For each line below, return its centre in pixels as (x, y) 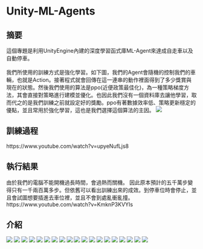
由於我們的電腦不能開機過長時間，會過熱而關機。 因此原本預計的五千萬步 (97, 182)
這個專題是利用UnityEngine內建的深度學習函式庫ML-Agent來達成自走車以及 (100, 51)
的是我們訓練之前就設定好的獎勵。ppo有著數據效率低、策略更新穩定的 (109, 102)
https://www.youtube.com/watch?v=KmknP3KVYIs (70, 204)
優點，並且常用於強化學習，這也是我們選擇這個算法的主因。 (80, 110)
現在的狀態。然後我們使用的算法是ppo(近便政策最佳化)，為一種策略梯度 (95, 87)
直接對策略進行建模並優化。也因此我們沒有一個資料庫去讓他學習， (109, 95)
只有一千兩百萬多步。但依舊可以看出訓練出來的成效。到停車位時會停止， (101, 190)
